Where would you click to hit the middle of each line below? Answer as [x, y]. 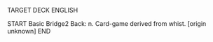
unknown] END [29, 31]
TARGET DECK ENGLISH [43, 10]
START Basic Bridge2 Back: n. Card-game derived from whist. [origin [107, 23]
